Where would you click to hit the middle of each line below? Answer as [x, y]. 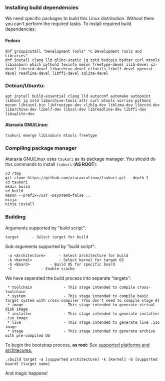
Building [15, 217]
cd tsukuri [16, 182]
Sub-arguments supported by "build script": [50, 246]
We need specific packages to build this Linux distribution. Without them [80, 19]
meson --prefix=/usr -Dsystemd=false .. [48, 196]
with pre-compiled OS [28, 335]
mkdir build [17, 187]
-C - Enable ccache [41, 269]
